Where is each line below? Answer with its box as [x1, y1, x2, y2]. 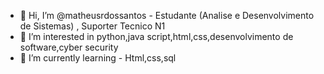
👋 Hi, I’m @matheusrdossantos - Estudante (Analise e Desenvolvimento [19, 10, 315, 21]
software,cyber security [19, 41, 119, 53]
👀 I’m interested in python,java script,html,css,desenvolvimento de [19, 31, 294, 42]
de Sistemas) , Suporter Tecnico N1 [19, 20, 166, 32]
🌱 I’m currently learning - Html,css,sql [19, 52, 177, 64]
